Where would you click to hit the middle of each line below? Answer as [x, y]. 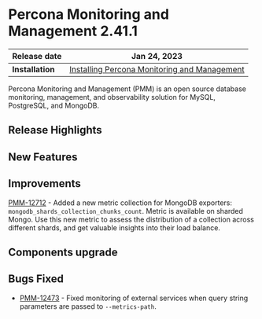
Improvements [44, 183]
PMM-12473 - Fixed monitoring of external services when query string [134, 298]
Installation [33, 69]
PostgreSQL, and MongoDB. [54, 105]
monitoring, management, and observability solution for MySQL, [112, 97]
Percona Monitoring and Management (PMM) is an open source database [127, 89]
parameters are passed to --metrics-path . [88, 306]
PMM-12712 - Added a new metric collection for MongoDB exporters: [120, 203]
